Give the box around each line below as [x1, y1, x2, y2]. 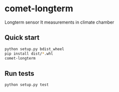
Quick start [4, 33, 40, 42]
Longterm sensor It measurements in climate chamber [4, 19, 114, 25]
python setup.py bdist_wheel [4, 46, 64, 52]
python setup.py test [4, 82, 49, 88]
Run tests [4, 69, 34, 78]
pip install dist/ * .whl [4, 51, 54, 56]
